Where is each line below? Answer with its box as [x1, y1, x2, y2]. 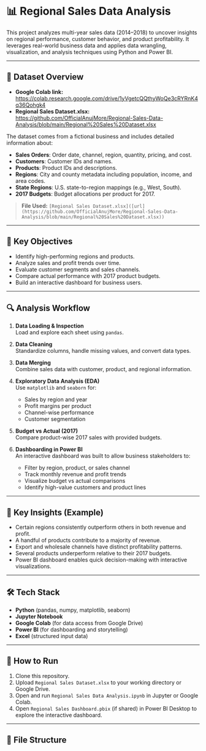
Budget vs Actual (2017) [15, 427, 78, 435]
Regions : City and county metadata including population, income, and [15, 171, 193, 178]
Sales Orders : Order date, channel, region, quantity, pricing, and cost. [15, 151, 192, 158]
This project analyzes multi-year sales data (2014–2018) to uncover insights [6, 28, 197, 36]
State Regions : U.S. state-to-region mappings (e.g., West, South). [15, 183, 182, 191]
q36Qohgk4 [15, 101, 46, 109]
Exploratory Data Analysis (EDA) [15, 377, 100, 385]
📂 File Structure [6, 735, 67, 745]
